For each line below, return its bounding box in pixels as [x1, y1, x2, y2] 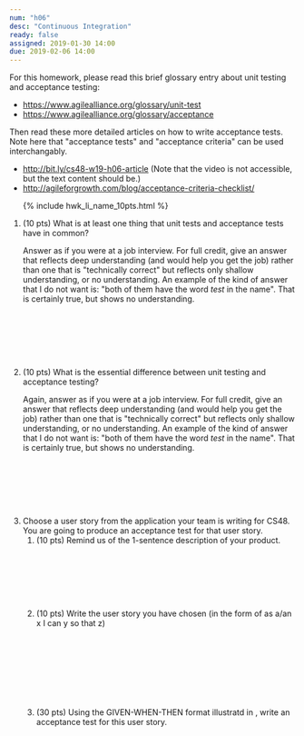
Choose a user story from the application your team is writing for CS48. [22, 515, 290, 527]
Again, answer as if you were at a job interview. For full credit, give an [22, 394, 283, 405]
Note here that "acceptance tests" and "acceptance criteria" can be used [9, 136, 284, 147]
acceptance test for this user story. [35, 717, 168, 728]
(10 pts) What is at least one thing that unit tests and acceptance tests [22, 218, 284, 229]
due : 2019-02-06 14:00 [9, 47, 95, 56]
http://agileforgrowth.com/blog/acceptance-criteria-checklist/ [22, 183, 255, 194]
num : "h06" [9, 13, 51, 23]
